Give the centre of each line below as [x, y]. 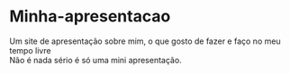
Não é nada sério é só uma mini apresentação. [95, 60]
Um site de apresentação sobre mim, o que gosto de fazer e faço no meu [145, 41]
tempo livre [30, 50]
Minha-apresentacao [90, 16]
